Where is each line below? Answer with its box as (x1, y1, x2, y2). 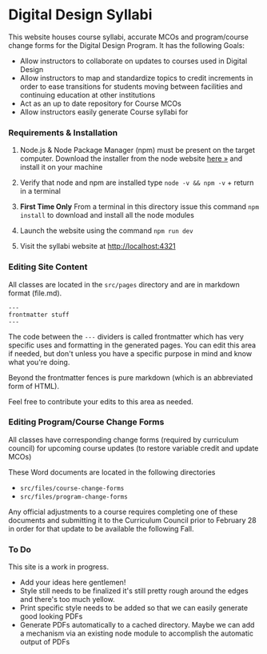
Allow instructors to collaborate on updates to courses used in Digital (19, 56, 248, 66)
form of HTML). (8, 381, 60, 391)
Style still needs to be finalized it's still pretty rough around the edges (19, 586, 249, 596)
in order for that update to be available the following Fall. (8, 524, 194, 533)
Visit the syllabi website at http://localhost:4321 (19, 242, 176, 251)
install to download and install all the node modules (19, 211, 194, 220)
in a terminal (19, 187, 62, 196)
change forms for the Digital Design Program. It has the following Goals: (8, 40, 245, 50)
